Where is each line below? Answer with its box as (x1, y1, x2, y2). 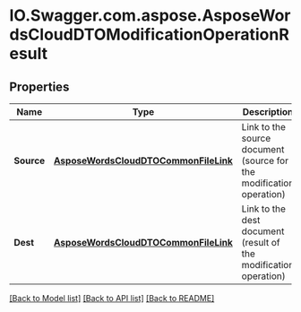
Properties (9, 79, 70, 94)
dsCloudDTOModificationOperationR (9, 24, 289, 45)
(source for (241, 154, 289, 167)
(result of (241, 237, 280, 248)
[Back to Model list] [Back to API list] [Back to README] (9, 293, 215, 303)
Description (242, 106, 294, 117)
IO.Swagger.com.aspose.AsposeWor (9, 5, 291, 26)
